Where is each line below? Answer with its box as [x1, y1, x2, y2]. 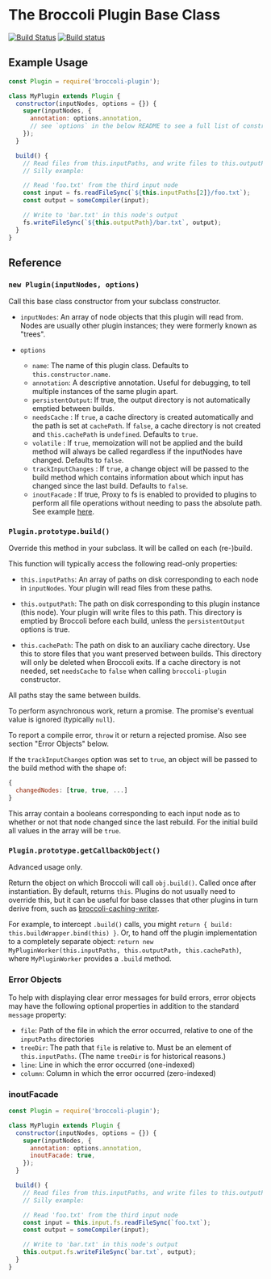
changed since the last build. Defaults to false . [31, 481, 189, 491]
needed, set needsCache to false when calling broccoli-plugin [19, 666, 227, 676]
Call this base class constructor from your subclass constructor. [8, 297, 221, 307]
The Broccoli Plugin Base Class [8, 6, 220, 24]
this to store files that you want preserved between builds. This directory [19, 649, 262, 659]
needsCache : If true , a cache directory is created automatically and [31, 413, 254, 422]
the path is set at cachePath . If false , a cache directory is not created [31, 421, 261, 430]
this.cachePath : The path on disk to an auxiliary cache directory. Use [19, 641, 251, 650]
